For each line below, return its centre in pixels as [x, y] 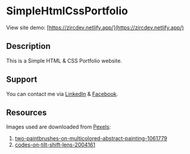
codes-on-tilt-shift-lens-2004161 [55, 145]
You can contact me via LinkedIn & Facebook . [62, 94]
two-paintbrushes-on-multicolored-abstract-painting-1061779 [91, 138]
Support [22, 80]
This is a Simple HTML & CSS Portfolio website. [64, 60]
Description [28, 46]
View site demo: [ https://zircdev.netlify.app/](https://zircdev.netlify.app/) [95, 27]
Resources [27, 113]
